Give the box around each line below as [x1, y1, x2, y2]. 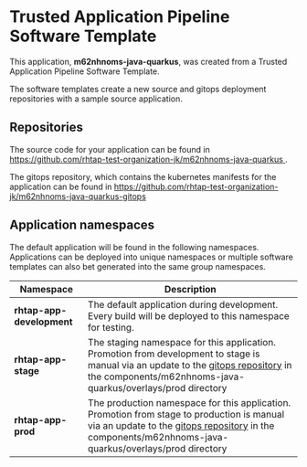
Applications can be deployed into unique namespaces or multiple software [9, 251, 294, 262]
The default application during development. [88, 298, 279, 311]
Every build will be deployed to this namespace [88, 309, 290, 322]
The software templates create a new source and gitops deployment [9, 83, 267, 94]
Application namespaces [9, 218, 155, 233]
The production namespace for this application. [88, 396, 291, 409]
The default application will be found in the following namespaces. [9, 241, 259, 252]
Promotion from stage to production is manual [88, 408, 285, 420]
